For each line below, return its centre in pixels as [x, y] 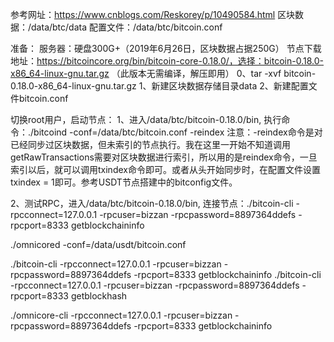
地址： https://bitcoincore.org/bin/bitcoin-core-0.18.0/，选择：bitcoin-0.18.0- [167, 61]
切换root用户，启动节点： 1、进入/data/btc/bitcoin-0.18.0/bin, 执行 [146, 119]
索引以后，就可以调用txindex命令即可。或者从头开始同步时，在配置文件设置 [165, 169]
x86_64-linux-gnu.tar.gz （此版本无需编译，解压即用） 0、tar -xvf [146, 73]
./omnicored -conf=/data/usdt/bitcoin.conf [98, 244]
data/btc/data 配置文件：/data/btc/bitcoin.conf [127, 27]
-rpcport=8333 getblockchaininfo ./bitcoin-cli [227, 274]
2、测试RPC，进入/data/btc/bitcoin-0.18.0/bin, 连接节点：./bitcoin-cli [152, 203]
